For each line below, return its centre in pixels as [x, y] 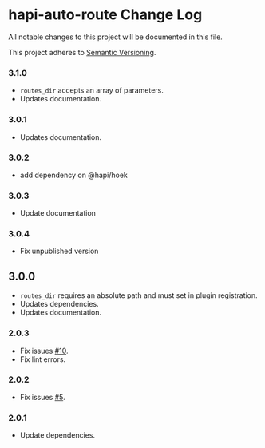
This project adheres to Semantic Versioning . [82, 52]
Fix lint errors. [43, 359]
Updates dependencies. [59, 304]
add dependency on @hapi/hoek [73, 175]
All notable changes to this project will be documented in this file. [116, 37]
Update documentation [57, 213]
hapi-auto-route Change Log [105, 15]
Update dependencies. [57, 435]
